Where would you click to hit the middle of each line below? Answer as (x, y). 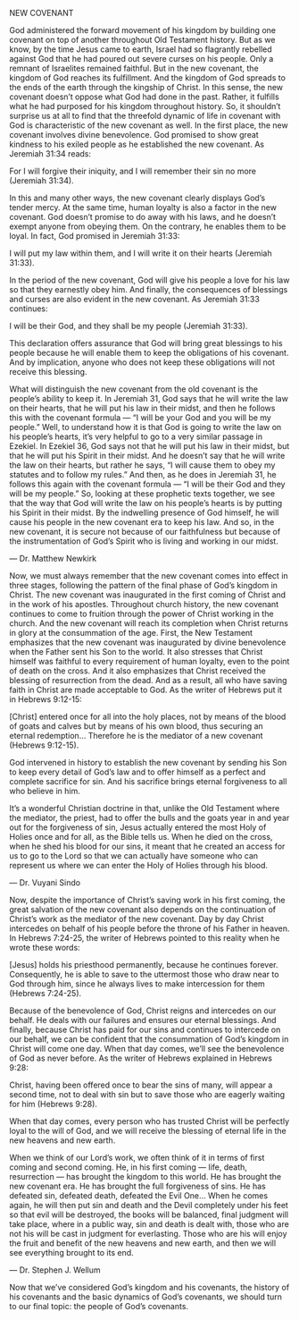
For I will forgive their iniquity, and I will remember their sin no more (133, 171)
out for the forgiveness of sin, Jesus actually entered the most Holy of (138, 827)
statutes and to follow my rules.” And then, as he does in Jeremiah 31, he (143, 474)
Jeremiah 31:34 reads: (50, 154)
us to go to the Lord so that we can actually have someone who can (134, 856)
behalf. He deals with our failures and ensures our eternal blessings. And (143, 1020)
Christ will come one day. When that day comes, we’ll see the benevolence (147, 1049)
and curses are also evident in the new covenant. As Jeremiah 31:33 (135, 299)
